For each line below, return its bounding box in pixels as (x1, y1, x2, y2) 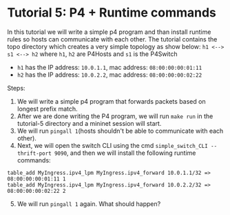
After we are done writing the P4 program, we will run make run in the (17, 112, 213, 120)
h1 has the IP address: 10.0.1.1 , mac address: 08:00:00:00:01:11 (17, 63, 202, 71)
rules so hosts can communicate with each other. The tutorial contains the (7, 35, 218, 43)
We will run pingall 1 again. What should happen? (17, 199, 161, 208)
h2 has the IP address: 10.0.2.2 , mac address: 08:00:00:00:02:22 (17, 71, 202, 79)
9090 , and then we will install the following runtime (54, 149, 196, 157)
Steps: (7, 84, 25, 92)
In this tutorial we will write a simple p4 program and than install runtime (7, 28, 211, 36)
